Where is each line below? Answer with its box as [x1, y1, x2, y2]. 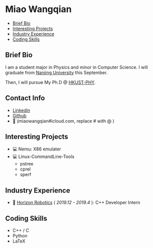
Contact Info [5, 94, 45, 103]
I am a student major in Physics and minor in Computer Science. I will [5, 64, 148, 70]
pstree [20, 161, 34, 167]
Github [12, 112, 27, 119]
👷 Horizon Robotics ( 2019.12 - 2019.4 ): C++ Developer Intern [12, 200, 140, 206]
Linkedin [12, 107, 31, 113]
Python [12, 233, 28, 238]
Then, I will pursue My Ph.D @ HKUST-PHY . [5, 79, 96, 85]
